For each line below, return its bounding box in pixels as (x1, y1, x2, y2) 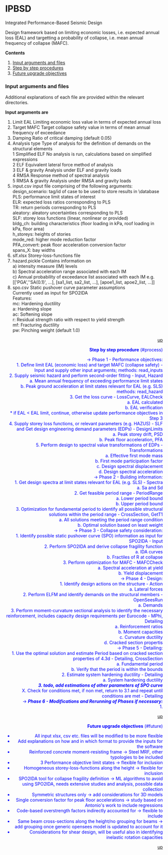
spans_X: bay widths (12, 247, 55, 253)
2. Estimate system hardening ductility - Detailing (61, 672, 163, 678)
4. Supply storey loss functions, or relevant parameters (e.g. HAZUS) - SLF (9, 421, 163, 427)
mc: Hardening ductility (12, 301, 61, 307)
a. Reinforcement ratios (114, 624, 163, 630)
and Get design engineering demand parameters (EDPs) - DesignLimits (16, 426, 163, 432)
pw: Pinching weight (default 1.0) (12, 327, 80, 333)
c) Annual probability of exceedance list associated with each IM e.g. (12, 274, 155, 280)
